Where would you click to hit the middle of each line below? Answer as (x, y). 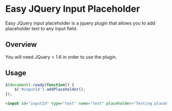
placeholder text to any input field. (41, 28)
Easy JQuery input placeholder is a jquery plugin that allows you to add (80, 23)
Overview (21, 45)
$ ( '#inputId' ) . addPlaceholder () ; (50, 90)
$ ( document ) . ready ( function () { (40, 85)
